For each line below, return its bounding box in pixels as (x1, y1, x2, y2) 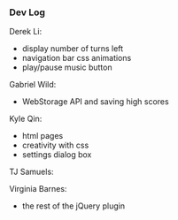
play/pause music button (21, 62, 112, 72)
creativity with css (21, 140, 89, 151)
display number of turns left (21, 43, 124, 54)
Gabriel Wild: (9, 80, 57, 90)
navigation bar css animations (21, 53, 132, 64)
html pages (21, 131, 64, 141)
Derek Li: (9, 27, 43, 37)
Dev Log (9, 6, 46, 19)
